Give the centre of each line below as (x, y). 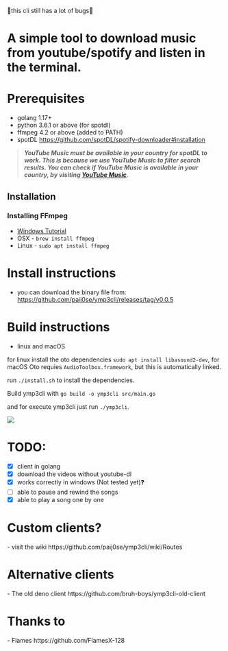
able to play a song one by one (60, 499)
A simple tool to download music (102, 38)
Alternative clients (61, 575)
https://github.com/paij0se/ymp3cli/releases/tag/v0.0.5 (95, 299)
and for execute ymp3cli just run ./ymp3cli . (68, 406)
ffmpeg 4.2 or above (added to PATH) (70, 132)
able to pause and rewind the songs (67, 492)
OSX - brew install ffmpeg (55, 238)
